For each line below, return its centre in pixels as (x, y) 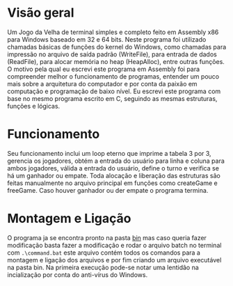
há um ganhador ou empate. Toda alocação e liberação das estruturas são (114, 175)
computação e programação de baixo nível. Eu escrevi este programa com (114, 91)
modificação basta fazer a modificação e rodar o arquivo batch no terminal (114, 245)
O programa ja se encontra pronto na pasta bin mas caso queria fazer (107, 237)
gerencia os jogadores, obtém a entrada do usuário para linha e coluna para (116, 161)
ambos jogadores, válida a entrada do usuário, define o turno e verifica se (113, 168)
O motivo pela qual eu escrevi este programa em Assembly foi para (104, 69)
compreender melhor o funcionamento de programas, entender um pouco (113, 76)
